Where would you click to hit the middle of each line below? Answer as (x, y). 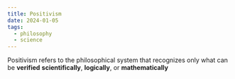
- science (28, 40)
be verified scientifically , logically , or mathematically (88, 68)
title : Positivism (34, 14)
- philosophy (33, 34)
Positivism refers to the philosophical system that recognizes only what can (118, 60)
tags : (15, 27)
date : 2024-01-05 (33, 20)
